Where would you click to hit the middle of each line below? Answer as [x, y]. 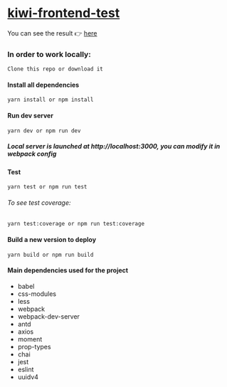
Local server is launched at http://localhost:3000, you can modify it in [114, 147]
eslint [26, 369]
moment [30, 339]
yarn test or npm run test [47, 187]
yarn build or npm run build [51, 255]
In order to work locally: [49, 54]
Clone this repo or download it [55, 69]
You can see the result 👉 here [52, 33]
